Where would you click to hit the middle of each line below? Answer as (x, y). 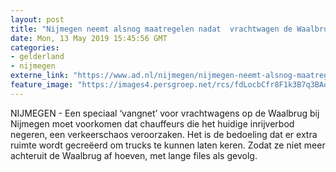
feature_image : (42, 85)
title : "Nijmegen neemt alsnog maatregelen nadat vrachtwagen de (151, 29)
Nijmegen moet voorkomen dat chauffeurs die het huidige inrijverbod (152, 123)
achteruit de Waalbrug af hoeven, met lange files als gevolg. (134, 155)
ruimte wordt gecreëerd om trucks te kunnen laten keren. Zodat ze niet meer (168, 145)
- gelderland (37, 57)
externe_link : (40, 76)
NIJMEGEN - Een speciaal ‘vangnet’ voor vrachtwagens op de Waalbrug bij (165, 113)
